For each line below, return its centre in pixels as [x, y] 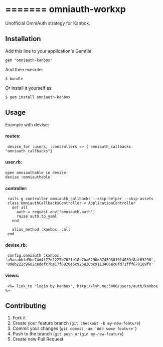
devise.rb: [16, 245]
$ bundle [14, 79]
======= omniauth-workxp [66, 9]
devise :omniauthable [28, 177]
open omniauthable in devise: [37, 172]
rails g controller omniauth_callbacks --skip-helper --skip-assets [80, 199]
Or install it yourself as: [29, 88]
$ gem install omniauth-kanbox [38, 97]
